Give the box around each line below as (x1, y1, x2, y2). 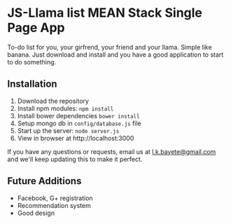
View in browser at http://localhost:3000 (17, 134, 134, 142)
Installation (7, 78, 57, 90)
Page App (7, 20, 65, 36)
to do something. (7, 57, 57, 66)
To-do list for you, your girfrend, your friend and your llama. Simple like (7, 43, 212, 51)
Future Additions (7, 175, 82, 187)
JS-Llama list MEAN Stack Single (7, 5, 203, 21)
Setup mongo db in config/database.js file (17, 119, 141, 127)
